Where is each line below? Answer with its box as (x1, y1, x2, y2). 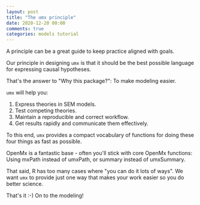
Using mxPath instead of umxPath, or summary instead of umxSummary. (6, 156, 186, 163)
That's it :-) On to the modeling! (6, 192, 84, 199)
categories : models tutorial (6, 31, 79, 37)
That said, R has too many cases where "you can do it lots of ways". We (6, 168, 184, 175)
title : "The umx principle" (6, 14, 77, 20)
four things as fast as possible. (6, 138, 82, 145)
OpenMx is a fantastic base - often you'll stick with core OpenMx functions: (6, 150, 193, 157)
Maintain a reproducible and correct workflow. (14, 114, 129, 121)
